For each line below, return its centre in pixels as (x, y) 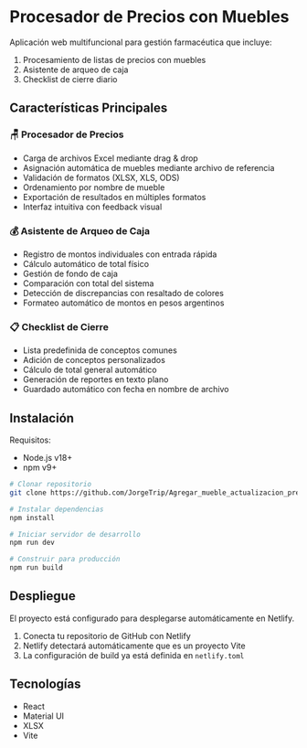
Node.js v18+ (48, 458)
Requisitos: (31, 440)
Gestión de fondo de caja (70, 273)
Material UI (43, 716)
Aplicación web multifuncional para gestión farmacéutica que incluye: (141, 42)
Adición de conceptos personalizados (94, 360)
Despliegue (42, 596)
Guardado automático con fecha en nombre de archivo (126, 390)
